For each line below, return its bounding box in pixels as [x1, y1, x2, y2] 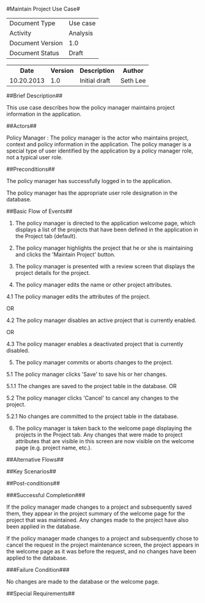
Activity [9, 29, 32, 37]
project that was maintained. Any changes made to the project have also [6, 517, 188, 523]
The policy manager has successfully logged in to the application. [6, 178, 173, 184]
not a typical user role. [6, 154, 63, 161]
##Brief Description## [6, 92, 63, 99]
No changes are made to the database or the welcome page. [6, 578, 160, 585]
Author [122, 67, 144, 75]
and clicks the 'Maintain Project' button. [15, 251, 116, 258]
